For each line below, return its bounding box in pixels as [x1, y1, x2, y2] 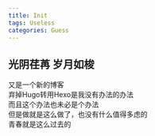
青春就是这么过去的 [8, 119, 72, 129]
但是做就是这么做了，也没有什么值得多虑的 [8, 110, 148, 119]
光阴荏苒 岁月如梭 [8, 57, 95, 71]
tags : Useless [8, 19, 56, 27]
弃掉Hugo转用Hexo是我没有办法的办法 [8, 90, 134, 100]
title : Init [8, 11, 48, 20]
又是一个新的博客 [8, 80, 64, 89]
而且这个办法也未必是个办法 [8, 100, 99, 109]
